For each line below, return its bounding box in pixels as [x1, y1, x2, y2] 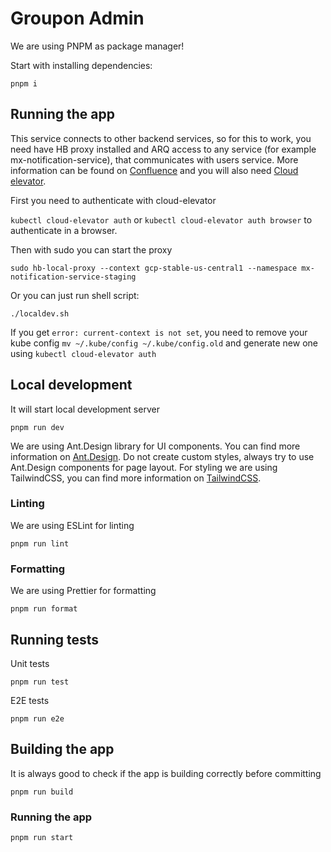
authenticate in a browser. [10, 224, 118, 236]
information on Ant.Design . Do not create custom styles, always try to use [10, 450, 315, 462]
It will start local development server [10, 403, 160, 415]
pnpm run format [10, 604, 78, 614]
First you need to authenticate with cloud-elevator [10, 194, 217, 206]
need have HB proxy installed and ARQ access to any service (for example [10, 143, 317, 155]
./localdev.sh [10, 308, 70, 319]
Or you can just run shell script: [10, 289, 140, 301]
